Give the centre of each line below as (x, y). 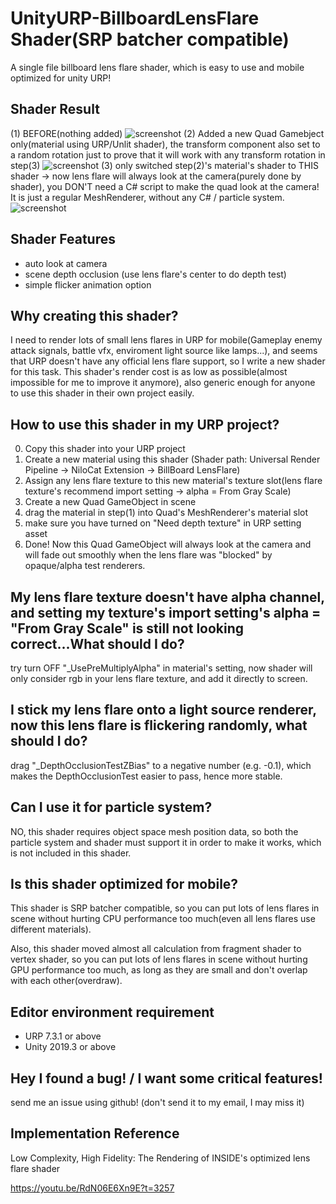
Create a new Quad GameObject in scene (110, 502)
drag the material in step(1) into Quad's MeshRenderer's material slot (166, 513)
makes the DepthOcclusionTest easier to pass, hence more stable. (146, 776)
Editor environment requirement (112, 1012)
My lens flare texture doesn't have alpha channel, (167, 597)
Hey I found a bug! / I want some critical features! (166, 1078)
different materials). (51, 929)
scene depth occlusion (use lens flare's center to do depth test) (155, 274)
